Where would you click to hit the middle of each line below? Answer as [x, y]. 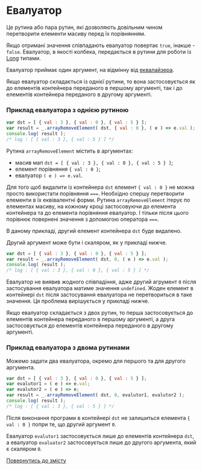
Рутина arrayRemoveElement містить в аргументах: [70, 151]
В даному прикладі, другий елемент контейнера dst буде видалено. [94, 230]
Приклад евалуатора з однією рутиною [68, 110]
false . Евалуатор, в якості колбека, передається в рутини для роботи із [99, 51]
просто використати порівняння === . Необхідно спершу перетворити [95, 193]
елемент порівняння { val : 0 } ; [58, 169]
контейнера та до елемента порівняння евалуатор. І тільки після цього [97, 212]
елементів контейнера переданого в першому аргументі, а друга [90, 319]
